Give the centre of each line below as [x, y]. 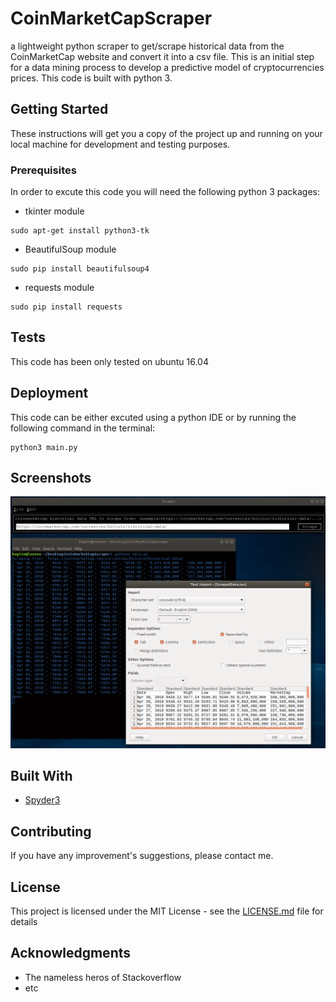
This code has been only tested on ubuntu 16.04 [109, 361]
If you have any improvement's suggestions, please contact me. [142, 856]
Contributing [51, 831]
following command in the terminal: [83, 428]
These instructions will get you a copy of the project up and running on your [166, 133]
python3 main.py [44, 447]
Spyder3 [42, 800]
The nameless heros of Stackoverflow [103, 977]
